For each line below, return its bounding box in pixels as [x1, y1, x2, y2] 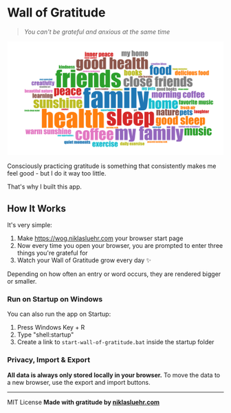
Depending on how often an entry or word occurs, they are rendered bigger [7, 270, 221, 278]
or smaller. [7, 277, 37, 286]
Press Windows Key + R [16, 324, 85, 332]
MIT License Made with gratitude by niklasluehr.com [7, 398, 160, 406]
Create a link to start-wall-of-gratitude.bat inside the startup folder [16, 338, 214, 346]
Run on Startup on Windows [7, 294, 103, 304]
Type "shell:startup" [16, 330, 74, 339]
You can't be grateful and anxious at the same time [23, 28, 170, 36]
